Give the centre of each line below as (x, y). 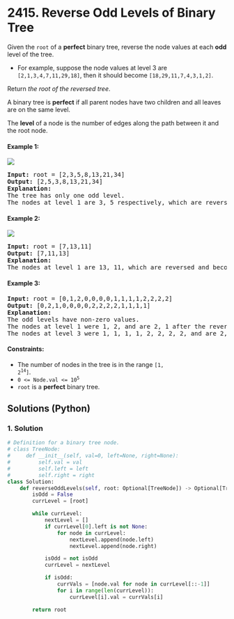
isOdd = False (53, 495)
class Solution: (31, 482)
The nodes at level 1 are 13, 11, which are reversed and (108, 267)
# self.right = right (51, 475)
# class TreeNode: (34, 449)
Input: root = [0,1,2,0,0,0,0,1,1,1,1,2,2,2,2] (90, 298)
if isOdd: (58, 578)
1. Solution (25, 428)
